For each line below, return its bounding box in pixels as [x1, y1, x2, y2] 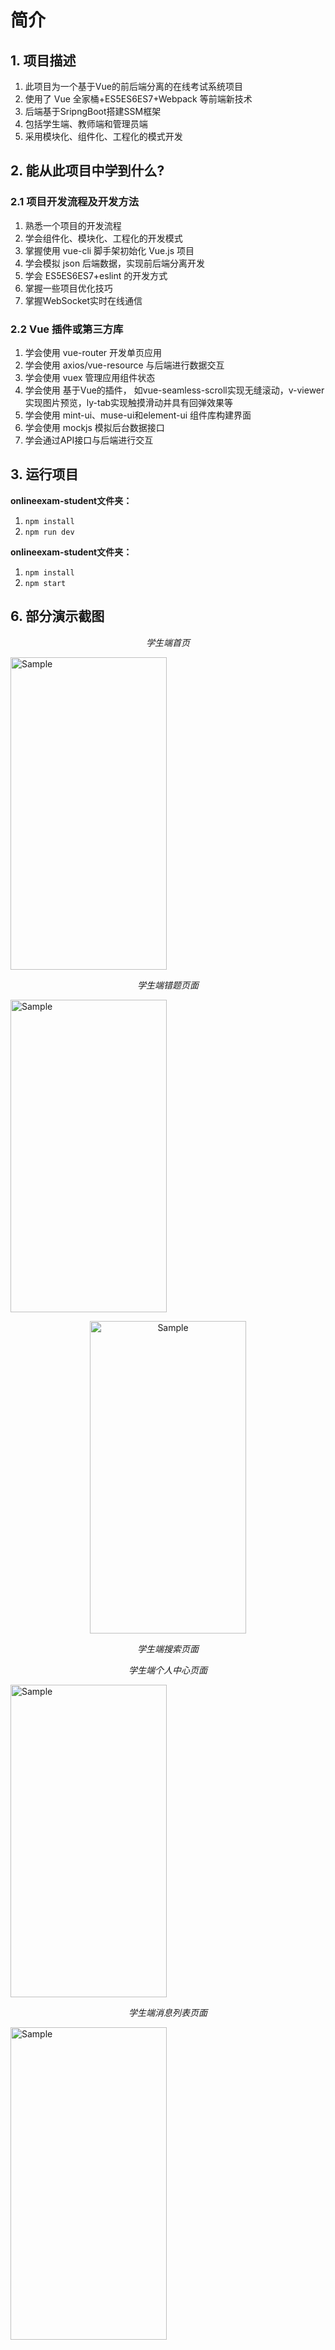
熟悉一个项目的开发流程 [24, 219, 122, 231]
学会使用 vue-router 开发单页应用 [24, 346, 163, 358]
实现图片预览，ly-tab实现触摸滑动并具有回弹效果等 [24, 396, 234, 408]
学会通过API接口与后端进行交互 [24, 434, 154, 446]
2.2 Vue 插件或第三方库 [10, 322, 124, 336]
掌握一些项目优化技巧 [24, 282, 113, 294]
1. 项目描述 [10, 52, 77, 69]
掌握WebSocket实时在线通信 [24, 294, 143, 306]
